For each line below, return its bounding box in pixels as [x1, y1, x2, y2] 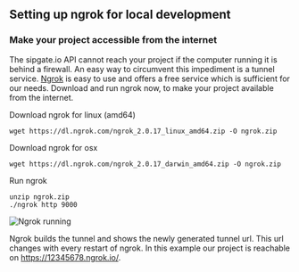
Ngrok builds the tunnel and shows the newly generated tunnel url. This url [9, 233, 284, 243]
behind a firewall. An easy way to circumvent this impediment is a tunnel [9, 63, 275, 74]
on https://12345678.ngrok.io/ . [9, 251, 121, 262]
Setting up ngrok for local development [9, 7, 231, 22]
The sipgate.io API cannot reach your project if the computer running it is [9, 54, 278, 65]
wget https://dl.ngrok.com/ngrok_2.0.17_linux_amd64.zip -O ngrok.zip [9, 127, 278, 136]
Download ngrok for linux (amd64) [9, 109, 137, 120]
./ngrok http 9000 [9, 200, 78, 209]
